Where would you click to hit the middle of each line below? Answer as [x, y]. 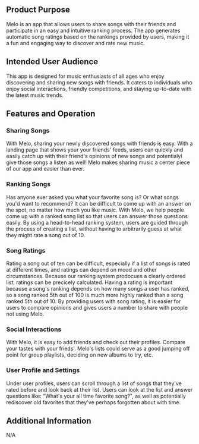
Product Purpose [38, 10]
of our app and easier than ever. [45, 169]
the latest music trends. [35, 95]
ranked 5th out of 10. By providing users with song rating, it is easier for [94, 301]
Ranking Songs [29, 184]
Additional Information [49, 421]
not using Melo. [25, 314]
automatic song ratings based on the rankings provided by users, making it [98, 37]
